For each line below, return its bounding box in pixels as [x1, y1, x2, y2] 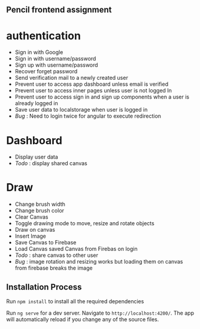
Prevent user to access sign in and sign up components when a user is [14, 93, 190, 101]
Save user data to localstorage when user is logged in [14, 106, 148, 113]
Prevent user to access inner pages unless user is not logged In [14, 87, 172, 94]
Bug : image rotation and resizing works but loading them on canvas [14, 258, 183, 265]
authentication [6, 29, 81, 43]
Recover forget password [14, 68, 78, 75]
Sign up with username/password [14, 61, 98, 68]
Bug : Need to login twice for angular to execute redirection [14, 112, 162, 119]
